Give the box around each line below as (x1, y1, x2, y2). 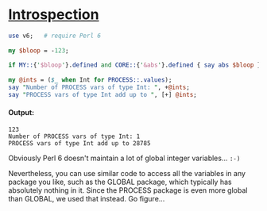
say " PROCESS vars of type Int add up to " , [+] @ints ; (8, 90, 197, 98)
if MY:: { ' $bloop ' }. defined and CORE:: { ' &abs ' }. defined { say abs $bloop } (8, 61, 261, 69)
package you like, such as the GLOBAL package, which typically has (8, 177, 232, 187)
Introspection (8, 6, 99, 24)
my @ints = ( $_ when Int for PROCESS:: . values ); (8, 76, 172, 84)
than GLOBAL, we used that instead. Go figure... (8, 194, 165, 204)
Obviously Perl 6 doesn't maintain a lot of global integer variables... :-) (8, 153, 241, 163)
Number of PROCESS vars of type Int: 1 (8, 132, 141, 140)
